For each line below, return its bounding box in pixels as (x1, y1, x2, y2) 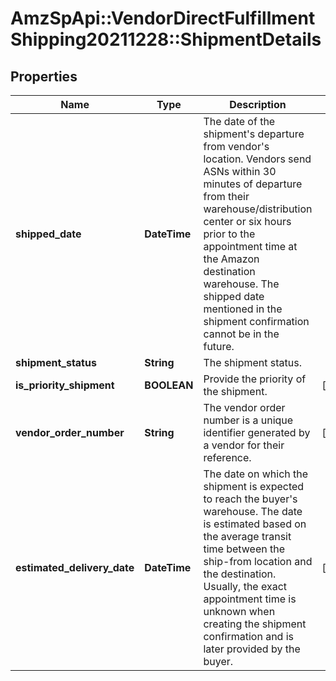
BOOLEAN (144, 378, 194, 392)
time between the (203, 542, 286, 556)
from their (203, 190, 250, 203)
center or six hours (203, 215, 292, 228)
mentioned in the (203, 302, 283, 316)
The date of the (203, 115, 276, 128)
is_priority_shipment (15, 378, 115, 392)
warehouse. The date (203, 505, 303, 518)
